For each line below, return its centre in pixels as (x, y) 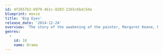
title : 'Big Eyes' (24, 18)
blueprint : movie (23, 14)
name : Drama (26, 45)
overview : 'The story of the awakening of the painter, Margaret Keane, (80, 27)
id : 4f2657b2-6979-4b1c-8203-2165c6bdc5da (49, 9)
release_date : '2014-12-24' (33, 23)
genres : (13, 32)
